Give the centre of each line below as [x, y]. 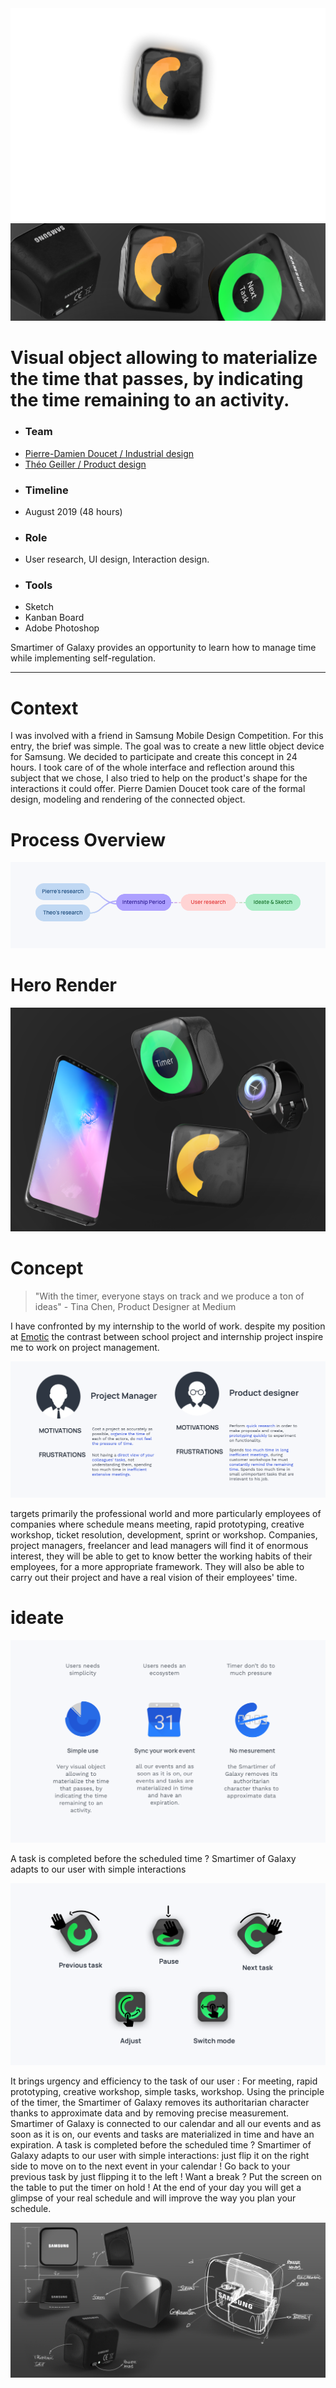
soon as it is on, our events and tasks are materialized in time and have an [162, 2134]
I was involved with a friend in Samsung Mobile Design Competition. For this [167, 736]
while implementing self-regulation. [83, 658]
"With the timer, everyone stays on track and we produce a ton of [169, 1296]
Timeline [46, 490]
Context [44, 708]
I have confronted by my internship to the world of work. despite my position [168, 1326]
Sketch [39, 607]
